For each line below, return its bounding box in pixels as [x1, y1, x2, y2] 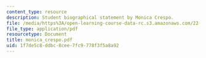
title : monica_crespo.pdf [6, 37, 72, 43]
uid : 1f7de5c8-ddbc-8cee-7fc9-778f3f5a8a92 [6, 43, 120, 49]
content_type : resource [6, 8, 67, 15]
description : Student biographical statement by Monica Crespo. [6, 14, 174, 21]
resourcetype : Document [6, 31, 67, 37]
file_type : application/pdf [6, 25, 78, 32]
